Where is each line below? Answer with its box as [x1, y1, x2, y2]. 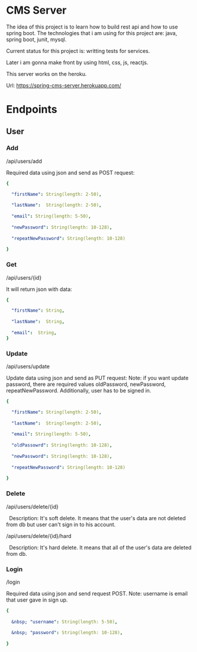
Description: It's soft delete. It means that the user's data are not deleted [8, 514, 186, 521]
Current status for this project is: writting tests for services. [6, 47, 150, 54]
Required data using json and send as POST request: [6, 169, 135, 176]
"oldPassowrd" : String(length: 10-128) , [11, 442, 112, 448]
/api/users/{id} [6, 274, 42, 281]
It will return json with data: [6, 286, 72, 293]
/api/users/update [6, 363, 50, 370]
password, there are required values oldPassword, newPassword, [6, 381, 166, 388]
